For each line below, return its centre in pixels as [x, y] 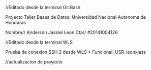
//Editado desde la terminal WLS [39, 42]
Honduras [16, 23]
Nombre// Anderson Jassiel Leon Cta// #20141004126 [62, 32]
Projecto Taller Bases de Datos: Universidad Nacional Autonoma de [76, 17]
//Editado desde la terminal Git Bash [43, 7]
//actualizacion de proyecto [34, 62]
